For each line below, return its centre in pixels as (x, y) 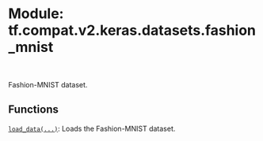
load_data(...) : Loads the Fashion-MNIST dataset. (92, 128)
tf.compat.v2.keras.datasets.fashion (132, 30)
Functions (34, 110)
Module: (36, 14)
